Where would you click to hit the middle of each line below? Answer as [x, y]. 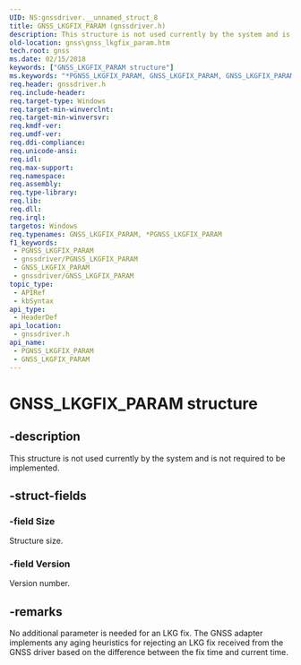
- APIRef [30, 292]
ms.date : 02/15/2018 [48, 59]
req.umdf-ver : [36, 134]
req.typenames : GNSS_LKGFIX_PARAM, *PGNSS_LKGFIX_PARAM [116, 234]
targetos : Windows [43, 226]
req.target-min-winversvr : [60, 117]
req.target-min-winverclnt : [62, 109]
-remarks [36, 612]
